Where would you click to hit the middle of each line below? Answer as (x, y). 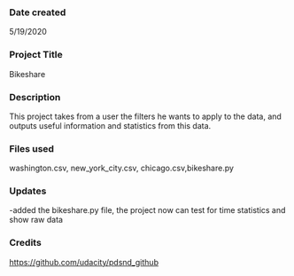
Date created (38, 12)
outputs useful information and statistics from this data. (110, 125)
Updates (28, 191)
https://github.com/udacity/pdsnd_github (84, 262)
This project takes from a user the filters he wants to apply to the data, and (145, 116)
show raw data (36, 220)
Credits (25, 243)
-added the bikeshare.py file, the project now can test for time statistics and (147, 210)
